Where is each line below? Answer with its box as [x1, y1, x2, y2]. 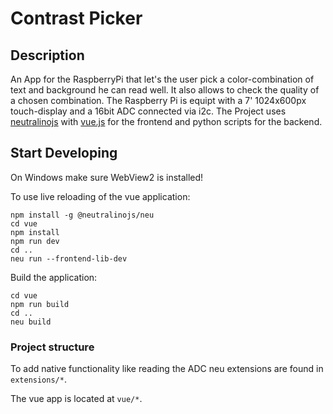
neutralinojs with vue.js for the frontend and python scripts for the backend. [10, 116, 323, 127]
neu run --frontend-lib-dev [10, 253, 128, 264]
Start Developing [10, 145, 118, 162]
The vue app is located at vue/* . [10, 393, 143, 405]
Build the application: [10, 271, 98, 283]
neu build [10, 317, 52, 327]
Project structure [10, 340, 95, 354]
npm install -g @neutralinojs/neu [10, 210, 155, 220]
